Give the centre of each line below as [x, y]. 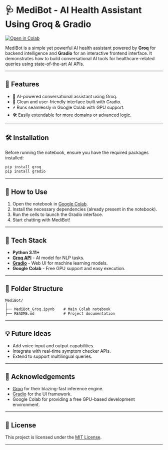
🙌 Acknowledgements [40, 377]
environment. [26, 405]
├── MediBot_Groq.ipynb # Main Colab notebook [58, 309]
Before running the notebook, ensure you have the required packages [77, 152]
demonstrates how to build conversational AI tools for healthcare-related [80, 58]
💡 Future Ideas [28, 333]
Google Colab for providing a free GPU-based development [73, 399]
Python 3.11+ [26, 252]
